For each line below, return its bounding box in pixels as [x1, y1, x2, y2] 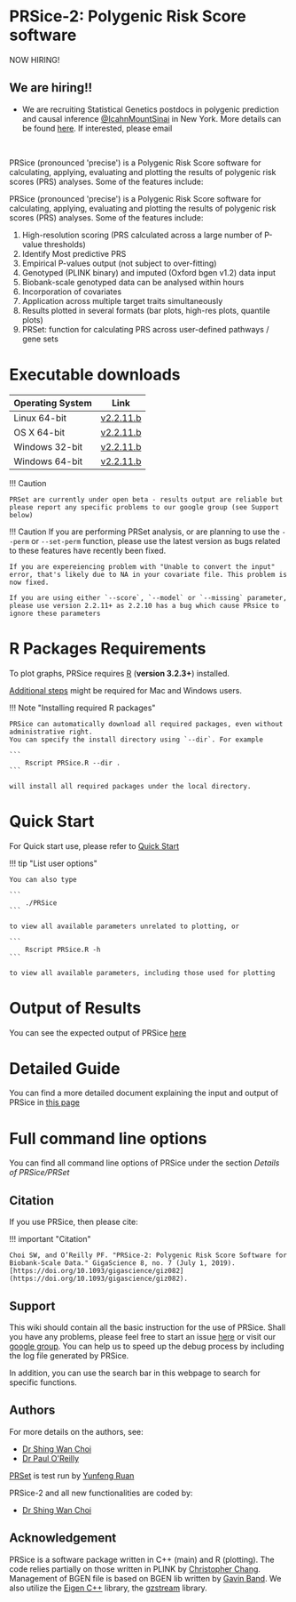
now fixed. [9, 578, 50, 587]
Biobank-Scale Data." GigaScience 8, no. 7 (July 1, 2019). [9, 1259, 237, 1268]
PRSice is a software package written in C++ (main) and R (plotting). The [9, 1554, 275, 1565]
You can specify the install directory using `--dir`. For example [9, 735, 264, 744]
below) [9, 510, 34, 519]
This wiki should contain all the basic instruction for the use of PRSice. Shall [9, 1322, 286, 1333]
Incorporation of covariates [21, 286, 122, 297]
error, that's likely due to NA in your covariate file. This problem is [9, 570, 288, 579]
